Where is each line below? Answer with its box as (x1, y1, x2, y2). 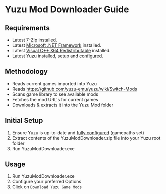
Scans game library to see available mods (12, 91, 99, 97)
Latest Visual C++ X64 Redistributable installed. (12, 48, 111, 53)
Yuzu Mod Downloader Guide (5, 4, 129, 15)
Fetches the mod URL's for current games (12, 96, 98, 102)
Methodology (5, 67, 48, 76)
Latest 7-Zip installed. (12, 37, 57, 43)
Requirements (5, 24, 50, 32)
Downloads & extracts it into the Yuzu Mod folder (12, 102, 114, 108)
